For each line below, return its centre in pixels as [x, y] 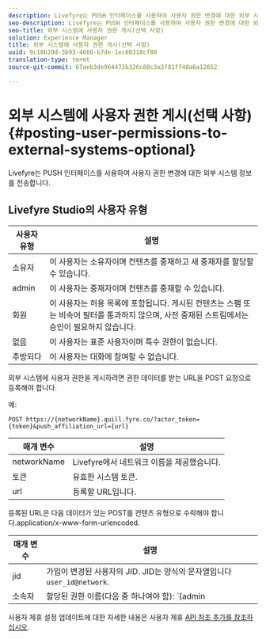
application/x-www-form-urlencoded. [78, 523]
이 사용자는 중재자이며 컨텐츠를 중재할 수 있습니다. [137, 288]
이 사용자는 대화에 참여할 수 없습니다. [114, 356]
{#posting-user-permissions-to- [118, 133]
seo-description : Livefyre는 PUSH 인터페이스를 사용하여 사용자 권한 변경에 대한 [129, 23]
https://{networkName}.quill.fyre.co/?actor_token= [113, 419]
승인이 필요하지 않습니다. [93, 327]
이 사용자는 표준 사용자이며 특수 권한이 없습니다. [133, 341]
